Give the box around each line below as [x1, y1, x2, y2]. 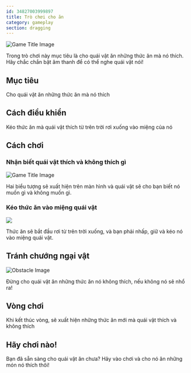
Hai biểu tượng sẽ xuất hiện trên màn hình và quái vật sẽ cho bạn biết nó [6, 183, 180, 190]
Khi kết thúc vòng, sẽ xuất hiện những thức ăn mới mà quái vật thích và [6, 317, 177, 324]
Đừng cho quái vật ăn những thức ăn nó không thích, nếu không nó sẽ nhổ [6, 278, 185, 285]
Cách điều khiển [6, 108, 67, 118]
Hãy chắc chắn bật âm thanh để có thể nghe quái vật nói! [6, 59, 144, 66]
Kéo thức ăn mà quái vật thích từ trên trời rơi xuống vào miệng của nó [6, 124, 173, 131]
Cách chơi [6, 141, 44, 150]
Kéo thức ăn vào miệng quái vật [6, 203, 98, 211]
